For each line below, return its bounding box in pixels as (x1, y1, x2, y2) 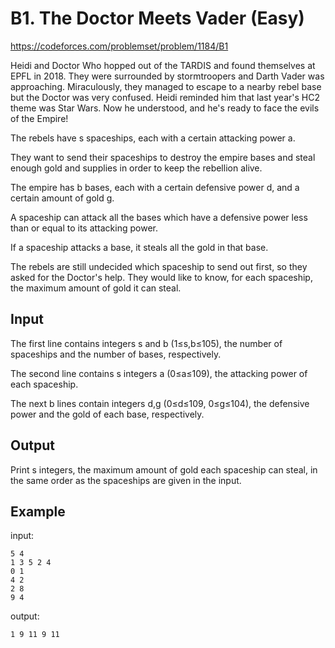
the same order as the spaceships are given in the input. (10, 474, 242, 486)
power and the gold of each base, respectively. (10, 408, 205, 420)
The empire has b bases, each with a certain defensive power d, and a (10, 181, 300, 193)
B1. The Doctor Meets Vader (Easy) (10, 7, 305, 30)
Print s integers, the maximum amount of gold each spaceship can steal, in (10, 463, 318, 476)
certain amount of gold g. (10, 192, 115, 204)
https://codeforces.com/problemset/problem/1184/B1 (10, 40, 229, 52)
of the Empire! (10, 112, 69, 124)
